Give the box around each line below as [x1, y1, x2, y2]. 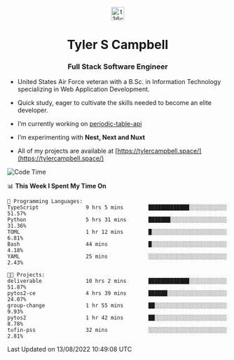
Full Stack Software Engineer [67, 62, 168, 71]
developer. [17, 106, 48, 115]
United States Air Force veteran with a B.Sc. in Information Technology [17, 78, 221, 86]
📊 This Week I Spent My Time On [7, 182, 106, 191]
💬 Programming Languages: [7, 198, 83, 205]
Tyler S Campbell [67, 37, 169, 53]
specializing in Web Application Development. [17, 85, 150, 94]
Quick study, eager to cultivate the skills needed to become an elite [17, 99, 212, 107]
